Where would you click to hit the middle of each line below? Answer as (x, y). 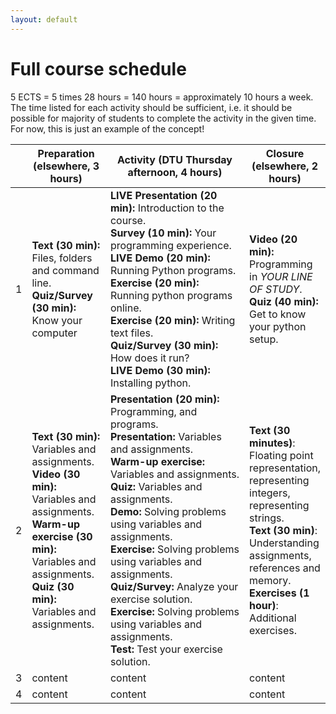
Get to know (278, 314)
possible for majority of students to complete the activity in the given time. (163, 118)
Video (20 (273, 239)
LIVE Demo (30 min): (160, 370)
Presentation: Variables (165, 436)
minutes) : (272, 443)
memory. (270, 580)
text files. (131, 333)
